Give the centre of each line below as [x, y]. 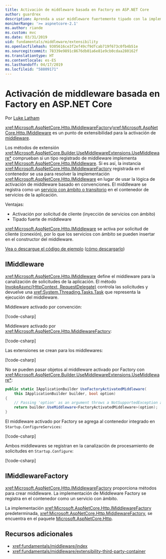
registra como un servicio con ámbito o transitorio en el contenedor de [77, 189]
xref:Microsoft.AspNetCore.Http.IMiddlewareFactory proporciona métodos [81, 488]
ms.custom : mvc [21, 33]
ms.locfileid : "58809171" [32, 70]
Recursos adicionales [39, 534]
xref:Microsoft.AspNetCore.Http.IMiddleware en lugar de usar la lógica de [80, 179]
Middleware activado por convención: [44, 307]
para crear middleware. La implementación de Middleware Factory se [76, 493]
